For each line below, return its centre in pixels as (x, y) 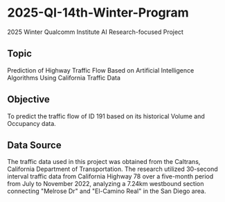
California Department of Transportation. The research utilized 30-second (112, 169)
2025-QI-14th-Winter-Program (98, 13)
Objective (29, 99)
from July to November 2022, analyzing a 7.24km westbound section (106, 184)
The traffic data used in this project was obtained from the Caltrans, (104, 162)
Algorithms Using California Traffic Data (64, 77)
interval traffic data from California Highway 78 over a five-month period (110, 176)
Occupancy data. (32, 123)
